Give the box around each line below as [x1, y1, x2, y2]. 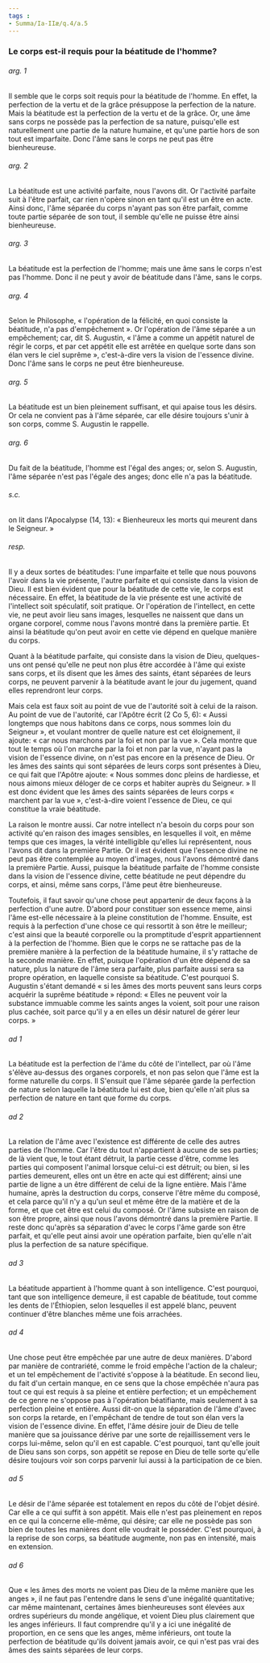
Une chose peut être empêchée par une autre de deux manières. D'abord [8, 1352, 252, 1362]
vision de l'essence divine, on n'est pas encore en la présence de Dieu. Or [8, 752, 255, 763]
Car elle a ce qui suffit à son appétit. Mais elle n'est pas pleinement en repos [8, 1507, 262, 1518]
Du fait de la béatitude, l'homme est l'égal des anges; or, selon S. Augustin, [8, 463, 258, 472]
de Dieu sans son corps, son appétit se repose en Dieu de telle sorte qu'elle [8, 1447, 260, 1456]
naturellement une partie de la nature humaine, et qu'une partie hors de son [8, 125, 260, 135]
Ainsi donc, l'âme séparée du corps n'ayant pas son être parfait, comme [8, 203, 248, 212]
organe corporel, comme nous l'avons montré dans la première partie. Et [8, 618, 250, 628]
